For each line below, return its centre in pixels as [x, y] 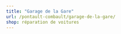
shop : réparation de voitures [43, 22]
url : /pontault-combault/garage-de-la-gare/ [61, 17]
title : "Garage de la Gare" [40, 11]
